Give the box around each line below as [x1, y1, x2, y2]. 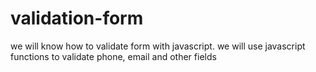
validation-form [10, 7, 144, 30]
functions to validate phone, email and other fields [10, 50, 217, 62]
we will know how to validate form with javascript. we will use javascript [10, 40, 306, 52]
